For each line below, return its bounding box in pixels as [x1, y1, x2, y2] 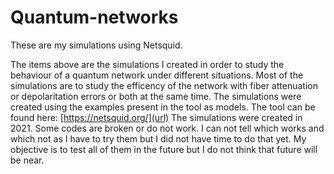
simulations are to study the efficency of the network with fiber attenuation [10, 79, 318, 91]
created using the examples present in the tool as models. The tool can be [10, 101, 316, 113]
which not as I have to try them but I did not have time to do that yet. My [10, 132, 307, 145]
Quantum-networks [10, 6, 179, 29]
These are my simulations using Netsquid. [10, 39, 183, 51]
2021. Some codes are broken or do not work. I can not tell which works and [10, 122, 325, 134]
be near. [10, 154, 45, 166]
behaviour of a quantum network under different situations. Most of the [10, 69, 304, 81]
